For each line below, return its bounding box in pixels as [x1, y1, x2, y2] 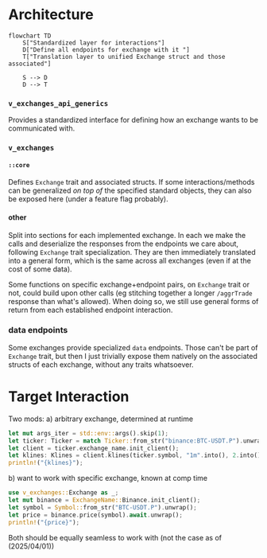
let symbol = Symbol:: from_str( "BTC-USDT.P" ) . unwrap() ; [8, 503, 197, 511]
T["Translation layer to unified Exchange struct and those [22, 53, 226, 60]
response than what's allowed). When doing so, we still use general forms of [8, 296, 259, 306]
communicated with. [8, 123, 75, 133]
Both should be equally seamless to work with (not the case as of [8, 533, 222, 542]
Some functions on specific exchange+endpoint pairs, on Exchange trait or [8, 279, 250, 289]
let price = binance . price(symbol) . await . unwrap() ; [8, 511, 183, 519]
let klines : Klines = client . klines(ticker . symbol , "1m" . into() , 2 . [8, 451, 240, 459]
